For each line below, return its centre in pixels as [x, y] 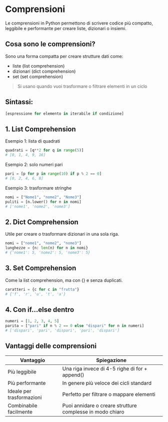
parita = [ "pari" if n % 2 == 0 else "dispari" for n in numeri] [75, 326]
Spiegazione [111, 360]
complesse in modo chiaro [93, 411]
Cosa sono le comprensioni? [50, 44]
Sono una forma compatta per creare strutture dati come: [64, 56]
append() [73, 375]
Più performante [27, 383]
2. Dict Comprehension [42, 222]
